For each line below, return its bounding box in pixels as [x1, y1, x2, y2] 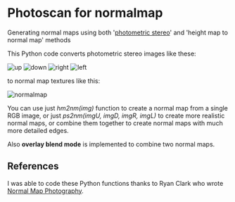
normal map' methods [7, 35, 71, 44]
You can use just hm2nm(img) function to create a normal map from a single [7, 103, 229, 112]
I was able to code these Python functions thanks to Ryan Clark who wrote [7, 179, 224, 187]
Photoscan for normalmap [7, 5, 163, 21]
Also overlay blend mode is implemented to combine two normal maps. [7, 139, 215, 149]
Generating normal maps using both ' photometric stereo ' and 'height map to [7, 28, 229, 37]
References [7, 160, 59, 172]
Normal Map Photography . [7, 187, 84, 195]
